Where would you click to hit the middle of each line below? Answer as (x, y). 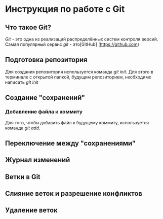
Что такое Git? (28, 27)
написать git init (22, 82)
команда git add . (23, 128)
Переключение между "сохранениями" (70, 143)
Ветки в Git (23, 177)
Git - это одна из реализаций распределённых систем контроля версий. (81, 39)
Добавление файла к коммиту (44, 112)
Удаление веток (31, 210)
